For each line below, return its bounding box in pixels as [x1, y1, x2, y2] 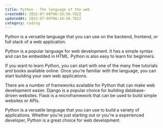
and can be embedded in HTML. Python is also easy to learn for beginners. [5, 54, 155, 59]
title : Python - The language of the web [5, 7, 90, 12]
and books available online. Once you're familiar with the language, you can [5, 68, 156, 74]
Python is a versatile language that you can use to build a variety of [5, 107, 140, 113]
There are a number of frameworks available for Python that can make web [5, 83, 155, 88]
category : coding [5, 20, 40, 26]
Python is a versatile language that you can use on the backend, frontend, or [5, 34, 158, 40]
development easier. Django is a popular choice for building [5, 87, 124, 93]
